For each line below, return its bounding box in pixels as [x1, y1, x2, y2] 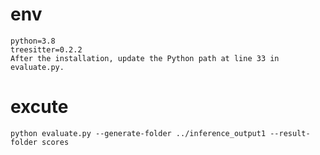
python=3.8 [10, 36, 56, 46]
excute [10, 96, 69, 118]
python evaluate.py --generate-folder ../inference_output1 [10, 128, 267, 138]
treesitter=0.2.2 [10, 44, 83, 55]
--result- [269, 128, 311, 138]
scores [41, 137, 70, 147]
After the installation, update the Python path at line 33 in [10, 53, 280, 63]
